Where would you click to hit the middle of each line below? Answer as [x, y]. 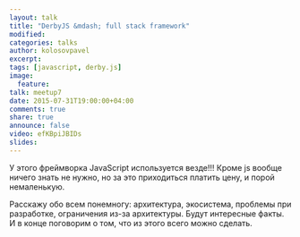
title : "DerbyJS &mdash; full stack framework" [100, 26]
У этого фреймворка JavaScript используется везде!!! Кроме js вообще [146, 167]
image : [21, 76]
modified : [28, 34]
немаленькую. [37, 186]
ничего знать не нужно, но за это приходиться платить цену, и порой [142, 177]
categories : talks [43, 42]
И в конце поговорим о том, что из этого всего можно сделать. [131, 223]
